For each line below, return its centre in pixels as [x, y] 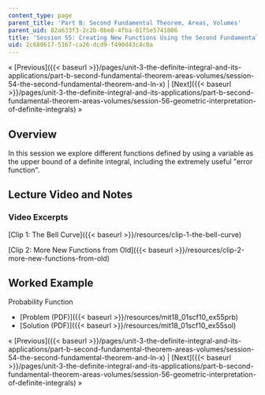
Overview [33, 134]
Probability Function [41, 302]
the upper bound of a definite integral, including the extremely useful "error [131, 161]
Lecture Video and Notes [71, 195]
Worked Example [51, 283]
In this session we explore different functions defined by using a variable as [131, 153]
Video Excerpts [38, 217]
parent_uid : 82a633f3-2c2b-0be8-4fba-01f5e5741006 [93, 30]
